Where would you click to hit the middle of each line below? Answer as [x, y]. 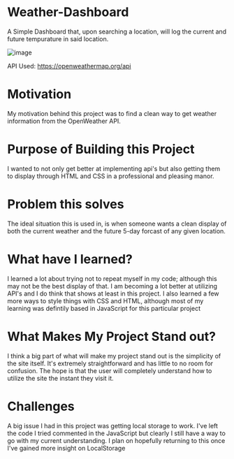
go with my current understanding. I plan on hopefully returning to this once [116, 440]
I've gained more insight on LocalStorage [66, 448]
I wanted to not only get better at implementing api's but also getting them [114, 168]
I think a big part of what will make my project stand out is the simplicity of [114, 356]
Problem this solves [66, 204]
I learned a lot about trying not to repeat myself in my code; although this [112, 278]
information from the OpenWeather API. [64, 121]
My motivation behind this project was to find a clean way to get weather [112, 113]
